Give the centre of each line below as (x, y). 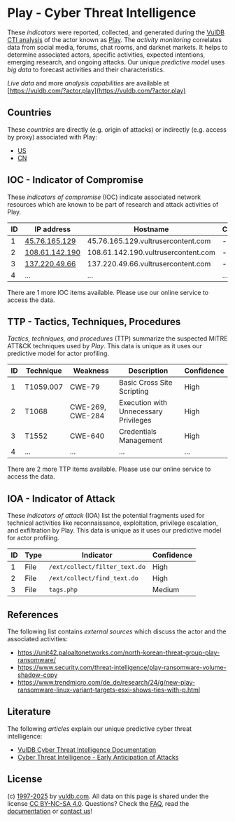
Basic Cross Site (145, 383)
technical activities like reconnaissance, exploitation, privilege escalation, (113, 523)
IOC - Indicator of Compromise (75, 180)
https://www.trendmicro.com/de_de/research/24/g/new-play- (106, 682)
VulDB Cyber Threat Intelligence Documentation (87, 749)
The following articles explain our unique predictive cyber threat (100, 728)
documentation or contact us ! (50, 811)
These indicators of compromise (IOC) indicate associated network (104, 197)
